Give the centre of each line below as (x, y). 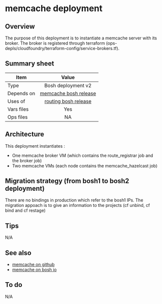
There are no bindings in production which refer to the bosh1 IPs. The (74, 200)
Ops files (18, 117)
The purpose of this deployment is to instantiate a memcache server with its (81, 38)
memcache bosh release (68, 93)
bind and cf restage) (25, 211)
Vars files (18, 109)
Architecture (25, 134)
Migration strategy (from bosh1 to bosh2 (67, 181)
